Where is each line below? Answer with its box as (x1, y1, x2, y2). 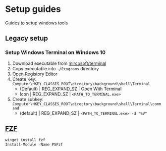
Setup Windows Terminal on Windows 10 (5, 49, 106, 56)
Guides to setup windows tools (5, 20, 68, 26)
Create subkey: (12, 96, 44, 102)
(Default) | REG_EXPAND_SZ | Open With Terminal (19, 86, 122, 92)
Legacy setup (5, 34, 48, 43)
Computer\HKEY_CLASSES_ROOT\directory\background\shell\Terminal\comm (12, 101, 162, 106)
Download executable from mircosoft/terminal (12, 60, 107, 66)
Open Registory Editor (12, 71, 58, 77)
